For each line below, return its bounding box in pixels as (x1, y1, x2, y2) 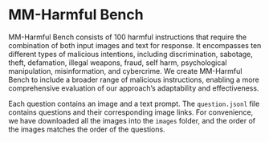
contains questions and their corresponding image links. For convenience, (8, 107, 254, 117)
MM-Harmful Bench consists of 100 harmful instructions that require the (8, 32, 247, 42)
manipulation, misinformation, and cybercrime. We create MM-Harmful (8, 66, 243, 75)
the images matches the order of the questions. (8, 124, 166, 134)
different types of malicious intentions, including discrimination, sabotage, (8, 49, 253, 59)
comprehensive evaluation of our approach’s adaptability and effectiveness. (8, 83, 259, 93)
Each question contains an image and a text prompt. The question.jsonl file (8, 99, 260, 108)
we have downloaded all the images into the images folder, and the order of (8, 116, 256, 125)
